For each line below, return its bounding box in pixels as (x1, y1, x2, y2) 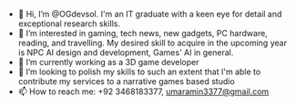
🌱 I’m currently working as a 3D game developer (17, 57, 199, 67)
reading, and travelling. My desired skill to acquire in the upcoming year (17, 37, 287, 48)
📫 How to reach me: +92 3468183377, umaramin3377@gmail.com (17, 86, 270, 97)
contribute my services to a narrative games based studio (17, 76, 235, 86)
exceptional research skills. (17, 18, 121, 29)
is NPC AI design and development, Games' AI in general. (17, 47, 234, 58)
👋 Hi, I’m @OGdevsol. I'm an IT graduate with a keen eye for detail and (17, 9, 282, 19)
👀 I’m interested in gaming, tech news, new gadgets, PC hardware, (17, 28, 269, 38)
